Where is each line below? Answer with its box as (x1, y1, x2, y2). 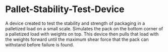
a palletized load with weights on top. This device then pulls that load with (5, 31, 159, 37)
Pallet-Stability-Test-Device (5, 4, 125, 15)
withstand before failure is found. (5, 41, 74, 47)
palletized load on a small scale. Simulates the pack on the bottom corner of (5, 25, 163, 31)
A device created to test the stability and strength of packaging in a (5, 20, 145, 26)
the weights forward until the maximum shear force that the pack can (5, 36, 149, 42)
